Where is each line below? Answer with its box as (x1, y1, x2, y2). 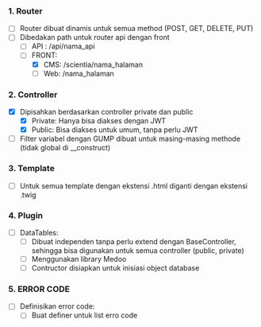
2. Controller (8, 89, 58, 100)
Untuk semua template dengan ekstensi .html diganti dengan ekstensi (19, 181, 248, 190)
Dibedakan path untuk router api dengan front (19, 33, 171, 42)
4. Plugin (8, 209, 44, 220)
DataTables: (19, 228, 59, 237)
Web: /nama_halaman (43, 68, 115, 78)
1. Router (8, 6, 43, 17)
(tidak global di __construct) (19, 143, 111, 153)
